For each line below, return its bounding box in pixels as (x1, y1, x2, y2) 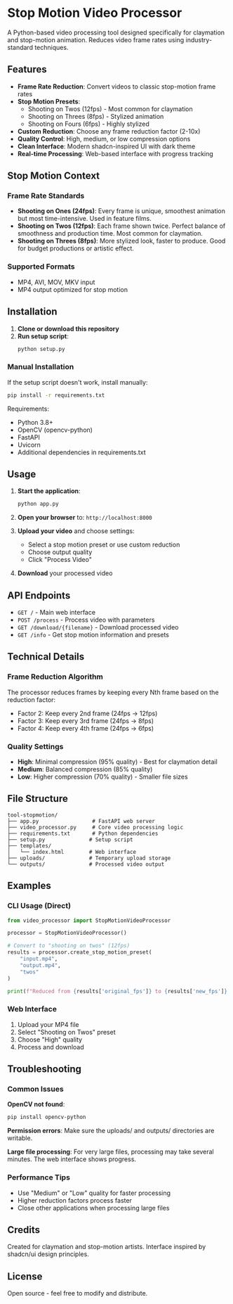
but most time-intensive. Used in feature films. (17, 215, 152, 223)
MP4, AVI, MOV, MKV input (17, 278, 95, 286)
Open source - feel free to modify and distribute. (7, 1289, 148, 1298)
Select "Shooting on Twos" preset (17, 1028, 116, 1036)
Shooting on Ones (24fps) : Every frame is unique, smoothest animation (17, 207, 226, 215)
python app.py (17, 501, 59, 508)
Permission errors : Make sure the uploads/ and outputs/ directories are (7, 1127, 215, 1135)
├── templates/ (7, 842, 52, 849)
